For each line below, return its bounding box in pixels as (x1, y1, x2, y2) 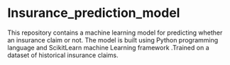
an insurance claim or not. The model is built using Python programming (7, 35, 219, 44)
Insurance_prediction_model (7, 5, 180, 21)
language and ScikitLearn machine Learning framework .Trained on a (7, 43, 209, 52)
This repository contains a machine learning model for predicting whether (7, 28, 223, 37)
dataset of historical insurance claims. (7, 51, 119, 59)
